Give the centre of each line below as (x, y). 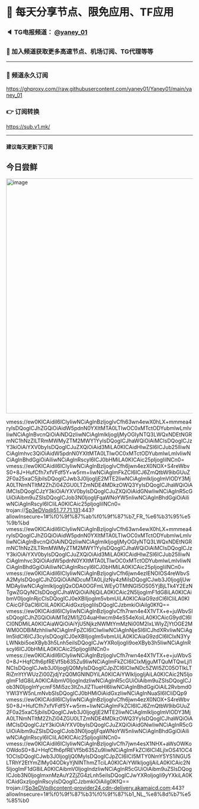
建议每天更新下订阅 (30, 147)
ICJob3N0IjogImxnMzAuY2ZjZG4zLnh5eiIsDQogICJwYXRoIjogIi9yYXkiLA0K (99, 775)
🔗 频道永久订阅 (27, 75)
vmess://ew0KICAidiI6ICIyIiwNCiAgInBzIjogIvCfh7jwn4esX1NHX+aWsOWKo (99, 744)
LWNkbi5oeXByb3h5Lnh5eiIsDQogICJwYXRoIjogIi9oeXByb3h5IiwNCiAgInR (99, 643)
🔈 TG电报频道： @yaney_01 (47, 32)
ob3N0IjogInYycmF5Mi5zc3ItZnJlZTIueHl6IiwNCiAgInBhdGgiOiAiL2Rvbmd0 (99, 687)
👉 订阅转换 (23, 112)
